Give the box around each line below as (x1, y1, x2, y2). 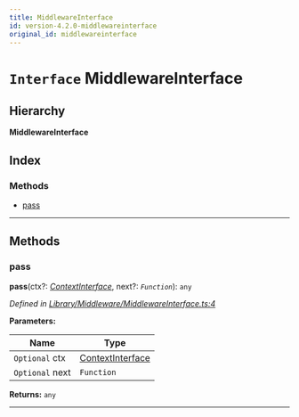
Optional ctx (13, 351, 66, 364)
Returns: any (9, 388, 56, 399)
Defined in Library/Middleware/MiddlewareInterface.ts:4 (9, 298, 216, 308)
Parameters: (9, 315, 56, 326)
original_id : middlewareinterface (9, 29, 138, 38)
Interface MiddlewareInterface (9, 68, 243, 88)
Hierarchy (9, 103, 66, 119)
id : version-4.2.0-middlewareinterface (9, 21, 158, 30)
